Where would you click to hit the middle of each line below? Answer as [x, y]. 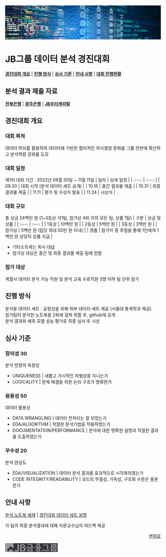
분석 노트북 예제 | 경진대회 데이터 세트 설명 [46, 515]
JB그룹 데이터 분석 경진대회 [58, 59]
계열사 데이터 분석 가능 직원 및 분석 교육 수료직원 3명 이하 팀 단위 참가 [72, 279]
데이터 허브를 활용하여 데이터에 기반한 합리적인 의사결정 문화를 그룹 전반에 [76, 148]
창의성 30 [16, 353]
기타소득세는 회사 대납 [34, 247]
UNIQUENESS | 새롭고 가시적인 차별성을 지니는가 [60, 376]
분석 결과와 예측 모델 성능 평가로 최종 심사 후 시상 [52, 321]
